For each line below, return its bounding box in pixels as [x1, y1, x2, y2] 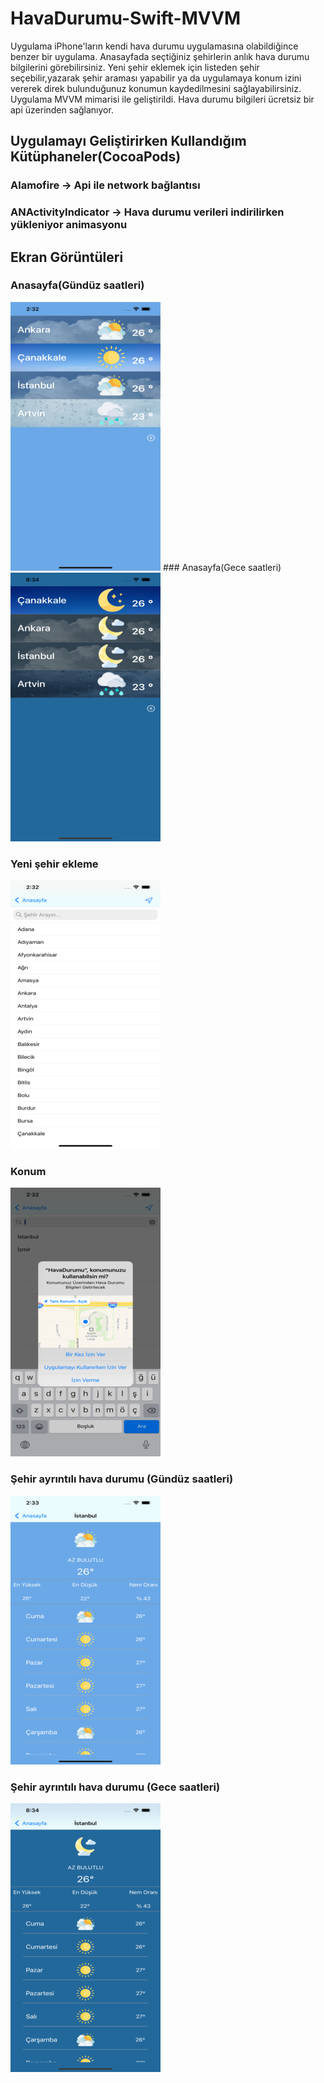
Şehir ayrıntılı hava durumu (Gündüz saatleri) [10, 1472, 234, 1486]
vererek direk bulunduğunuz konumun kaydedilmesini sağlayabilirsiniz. [10, 82, 302, 94]
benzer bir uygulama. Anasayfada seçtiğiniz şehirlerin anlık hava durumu [10, 50, 310, 62]
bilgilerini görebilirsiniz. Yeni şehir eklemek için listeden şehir [10, 61, 260, 73]
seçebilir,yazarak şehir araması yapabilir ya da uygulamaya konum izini [10, 72, 302, 84]
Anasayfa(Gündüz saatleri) [10, 278, 145, 292]
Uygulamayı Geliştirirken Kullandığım [10, 133, 247, 150]
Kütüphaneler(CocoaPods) [10, 148, 182, 166]
